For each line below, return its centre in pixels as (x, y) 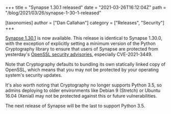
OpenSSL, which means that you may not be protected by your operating (82, 70)
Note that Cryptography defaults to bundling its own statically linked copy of (86, 64)
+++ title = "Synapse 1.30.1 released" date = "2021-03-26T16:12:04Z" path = (86, 7)
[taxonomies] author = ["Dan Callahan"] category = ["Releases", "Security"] (85, 23)
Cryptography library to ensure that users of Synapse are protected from (82, 49)
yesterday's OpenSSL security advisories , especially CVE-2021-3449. (79, 54)
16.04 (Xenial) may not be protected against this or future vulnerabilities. (81, 96)
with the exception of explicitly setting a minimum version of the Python (80, 43)
